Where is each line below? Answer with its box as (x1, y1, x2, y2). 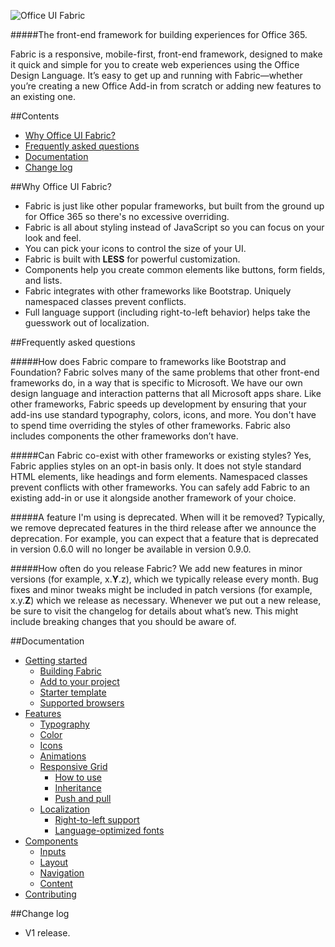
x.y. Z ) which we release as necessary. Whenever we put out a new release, (10, 595, 322, 606)
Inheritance (54, 782, 102, 794)
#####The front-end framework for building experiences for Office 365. (10, 29, 308, 40)
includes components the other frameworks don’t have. (10, 430, 239, 442)
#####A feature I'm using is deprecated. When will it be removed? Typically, (10, 511, 325, 523)
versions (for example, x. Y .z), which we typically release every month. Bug (10, 573, 319, 585)
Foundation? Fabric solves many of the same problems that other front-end (10, 366, 320, 378)
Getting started (24, 655, 88, 666)
